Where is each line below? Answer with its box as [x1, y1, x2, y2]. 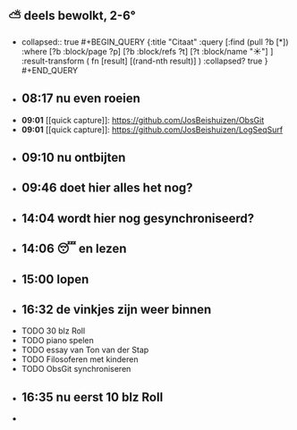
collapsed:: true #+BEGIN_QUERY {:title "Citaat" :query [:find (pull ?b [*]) [21, 36, 289, 47]
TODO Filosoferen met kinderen [21, 354, 139, 365]
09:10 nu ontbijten [21, 150, 126, 165]
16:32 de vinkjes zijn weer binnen [21, 301, 212, 316]
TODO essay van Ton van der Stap [21, 344, 149, 356]
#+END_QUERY [21, 64, 78, 75]
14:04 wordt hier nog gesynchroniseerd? [21, 210, 255, 226]
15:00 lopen [21, 272, 89, 287]
